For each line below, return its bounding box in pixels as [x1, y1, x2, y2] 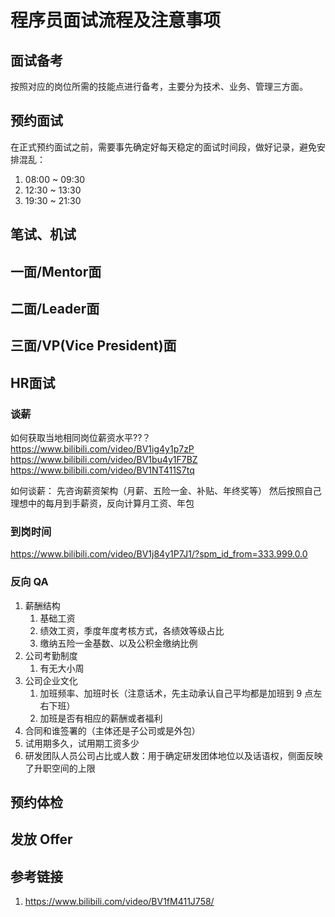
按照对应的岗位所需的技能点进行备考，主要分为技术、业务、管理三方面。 [10, 81, 308, 92]
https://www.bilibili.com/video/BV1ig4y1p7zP [10, 443, 195, 455]
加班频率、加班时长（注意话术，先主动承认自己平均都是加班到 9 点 [39, 687, 314, 699]
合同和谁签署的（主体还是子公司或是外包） [24, 724, 201, 736]
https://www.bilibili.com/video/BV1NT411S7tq [10, 464, 195, 476]
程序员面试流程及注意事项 [10, 9, 222, 32]
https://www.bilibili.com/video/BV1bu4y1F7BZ [10, 454, 198, 466]
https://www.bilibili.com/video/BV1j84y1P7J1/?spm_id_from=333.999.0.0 [10, 548, 308, 560]
